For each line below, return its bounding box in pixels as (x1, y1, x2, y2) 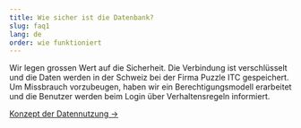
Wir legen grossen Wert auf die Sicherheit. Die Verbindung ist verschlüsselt (9, 63, 288, 73)
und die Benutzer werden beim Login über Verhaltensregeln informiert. (9, 91, 271, 102)
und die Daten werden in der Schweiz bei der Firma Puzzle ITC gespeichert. (9, 73, 289, 83)
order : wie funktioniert (9, 38, 102, 47)
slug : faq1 (9, 21, 50, 30)
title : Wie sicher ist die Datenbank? (9, 13, 154, 22)
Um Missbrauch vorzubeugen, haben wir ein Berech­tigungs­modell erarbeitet (9, 81, 292, 92)
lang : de (9, 30, 42, 38)
